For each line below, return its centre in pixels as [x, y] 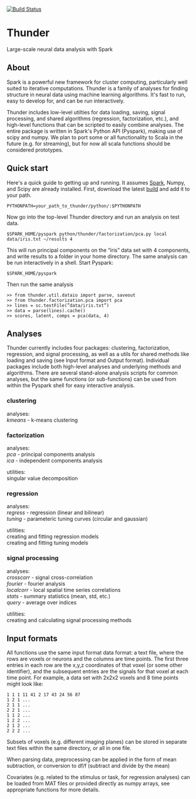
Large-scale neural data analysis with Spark [60, 49]
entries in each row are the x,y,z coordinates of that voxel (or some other [94, 665]
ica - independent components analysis [55, 461]
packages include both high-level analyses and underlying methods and [94, 367]
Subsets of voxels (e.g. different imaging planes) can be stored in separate [97, 742]
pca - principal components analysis [51, 454]
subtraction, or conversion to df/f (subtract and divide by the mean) [88, 766]
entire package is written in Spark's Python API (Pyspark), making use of [94, 131]
